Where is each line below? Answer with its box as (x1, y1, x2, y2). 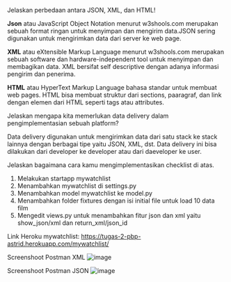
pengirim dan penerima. (7, 70, 76, 78)
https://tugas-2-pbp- (81, 233, 141, 240)
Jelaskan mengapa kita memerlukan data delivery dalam (7, 111, 169, 120)
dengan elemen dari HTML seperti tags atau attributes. (7, 98, 165, 107)
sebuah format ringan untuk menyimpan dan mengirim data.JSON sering (7, 27, 216, 35)
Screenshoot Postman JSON (7, 267, 89, 274)
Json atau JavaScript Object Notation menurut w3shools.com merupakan (7, 19, 218, 27)
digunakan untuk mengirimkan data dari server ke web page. (7, 34, 182, 42)
